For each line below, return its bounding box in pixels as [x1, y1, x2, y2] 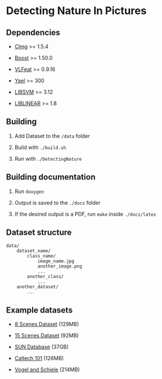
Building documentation [6, 172, 96, 182]
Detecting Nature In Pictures [6, 4, 147, 18]
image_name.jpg [37, 258, 75, 265]
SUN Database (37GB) [14, 343, 69, 350]
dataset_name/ [16, 248, 51, 254]
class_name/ [27, 253, 57, 259]
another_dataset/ [16, 284, 59, 290]
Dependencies [6, 28, 60, 38]
